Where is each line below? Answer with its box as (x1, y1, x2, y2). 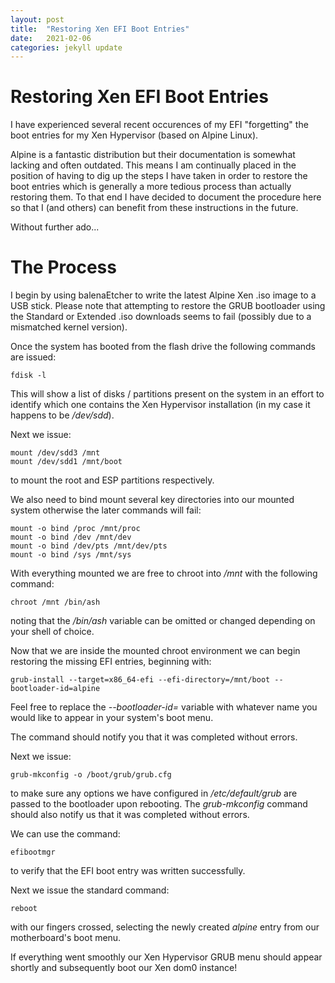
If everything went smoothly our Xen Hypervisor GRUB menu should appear (10, 951, 323, 963)
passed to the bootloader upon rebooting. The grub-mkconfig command (10, 798, 308, 810)
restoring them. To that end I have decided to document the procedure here (10, 191, 322, 203)
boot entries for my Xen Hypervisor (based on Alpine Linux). (10, 129, 259, 141)
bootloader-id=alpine (10, 684, 101, 694)
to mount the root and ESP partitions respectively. (10, 474, 215, 486)
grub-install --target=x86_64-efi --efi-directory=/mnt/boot (10, 675, 271, 685)
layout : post (10, 14, 65, 25)
